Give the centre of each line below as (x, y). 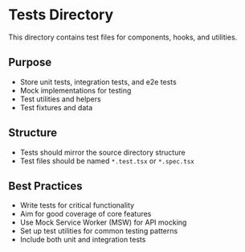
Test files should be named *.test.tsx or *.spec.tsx (107, 161)
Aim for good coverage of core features (86, 214)
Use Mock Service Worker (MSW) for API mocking (103, 222)
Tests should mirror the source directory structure (103, 152)
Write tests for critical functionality (77, 205)
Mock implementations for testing (76, 90)
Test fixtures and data (56, 107)
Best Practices (45, 186)
